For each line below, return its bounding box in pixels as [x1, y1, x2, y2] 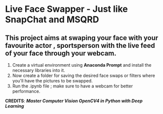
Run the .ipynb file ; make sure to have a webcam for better [12, 83, 133, 89]
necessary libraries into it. [12, 68, 65, 73]
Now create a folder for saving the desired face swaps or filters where [12, 73, 156, 78]
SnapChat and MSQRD [5, 14, 99, 25]
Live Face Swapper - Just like [5, 3, 128, 15]
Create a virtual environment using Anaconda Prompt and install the [12, 62, 152, 68]
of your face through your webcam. [5, 49, 117, 57]
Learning [5, 103, 24, 109]
